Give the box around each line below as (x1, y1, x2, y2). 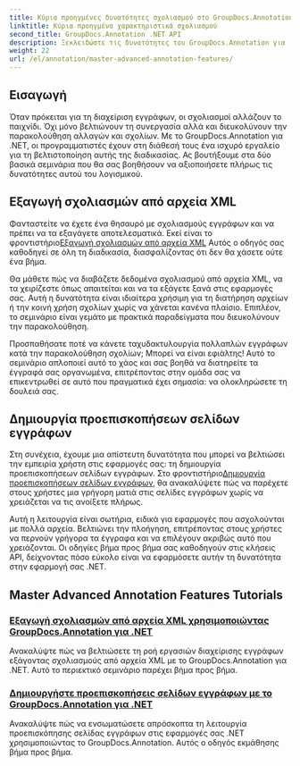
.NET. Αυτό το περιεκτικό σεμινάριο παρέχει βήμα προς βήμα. (9, 665, 238, 676)
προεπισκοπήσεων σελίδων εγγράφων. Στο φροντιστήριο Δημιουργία (9, 468, 266, 479)
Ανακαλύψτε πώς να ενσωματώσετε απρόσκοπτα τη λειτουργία (9, 719, 247, 729)
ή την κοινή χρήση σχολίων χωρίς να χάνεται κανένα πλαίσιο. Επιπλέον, (9, 301, 281, 313)
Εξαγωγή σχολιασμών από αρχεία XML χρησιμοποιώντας (9, 614, 270, 627)
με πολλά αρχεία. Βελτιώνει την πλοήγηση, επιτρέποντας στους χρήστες (9, 524, 283, 535)
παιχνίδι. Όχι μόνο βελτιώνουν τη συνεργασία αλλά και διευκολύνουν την (9, 121, 287, 131)
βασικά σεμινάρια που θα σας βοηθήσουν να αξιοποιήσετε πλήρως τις (9, 158, 273, 170)
